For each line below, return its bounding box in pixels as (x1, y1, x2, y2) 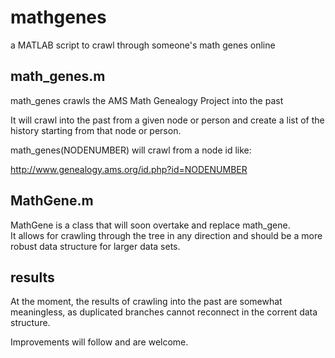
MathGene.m (10, 192, 94, 210)
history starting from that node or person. (10, 124, 182, 136)
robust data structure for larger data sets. (10, 240, 181, 252)
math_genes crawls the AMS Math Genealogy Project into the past (10, 94, 284, 106)
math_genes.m (10, 68, 106, 85)
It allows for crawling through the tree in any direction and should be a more (10, 229, 323, 241)
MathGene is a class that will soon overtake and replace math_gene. (10, 219, 291, 231)
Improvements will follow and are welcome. (10, 336, 189, 348)
